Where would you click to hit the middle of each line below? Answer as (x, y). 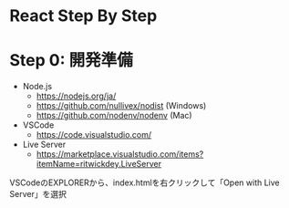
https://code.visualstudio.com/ (94, 135)
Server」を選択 (38, 194)
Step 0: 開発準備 (72, 61)
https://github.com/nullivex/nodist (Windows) (121, 106)
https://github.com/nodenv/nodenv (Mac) (114, 116)
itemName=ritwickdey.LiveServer (99, 164)
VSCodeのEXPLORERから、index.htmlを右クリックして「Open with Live (144, 182)
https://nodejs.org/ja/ (76, 96)
